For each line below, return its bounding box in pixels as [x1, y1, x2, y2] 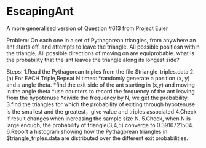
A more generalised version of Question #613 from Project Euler [6, 25, 168, 32]
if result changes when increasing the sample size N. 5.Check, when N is [6, 115, 191, 122]
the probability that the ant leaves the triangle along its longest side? [6, 56, 180, 63]
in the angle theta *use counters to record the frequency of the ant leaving [6, 87, 195, 95]
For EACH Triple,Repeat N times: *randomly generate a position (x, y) [15, 74, 190, 82]
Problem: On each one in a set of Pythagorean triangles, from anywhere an [6, 36, 196, 44]
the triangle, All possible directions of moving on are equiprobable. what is [6, 49, 195, 56]
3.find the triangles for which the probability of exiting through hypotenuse [6, 100, 196, 108]
